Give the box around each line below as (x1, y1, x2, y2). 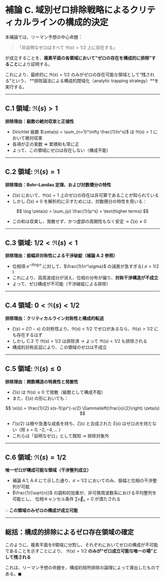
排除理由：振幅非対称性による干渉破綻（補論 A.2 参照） (5, 253, 118, 258)
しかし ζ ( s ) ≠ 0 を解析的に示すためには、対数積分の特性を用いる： (12, 198, 147, 204)
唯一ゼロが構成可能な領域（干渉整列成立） (5, 467, 91, 473)
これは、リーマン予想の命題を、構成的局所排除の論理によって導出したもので (5, 565, 160, 571)
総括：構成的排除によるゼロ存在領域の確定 (5, 528, 134, 536)
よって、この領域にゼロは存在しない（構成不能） (12, 147, 111, 153)
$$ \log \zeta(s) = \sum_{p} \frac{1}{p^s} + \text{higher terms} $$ (16, 208, 149, 214)
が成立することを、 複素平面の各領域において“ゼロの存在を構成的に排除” (5, 55, 152, 61)
